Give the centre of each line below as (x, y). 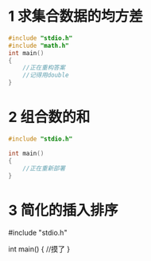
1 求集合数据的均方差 (75, 16)
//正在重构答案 (44, 68)
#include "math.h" (39, 45)
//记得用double (46, 75)
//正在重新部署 (44, 168)
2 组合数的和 (49, 117)
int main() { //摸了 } (39, 249)
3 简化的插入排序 (63, 210)
